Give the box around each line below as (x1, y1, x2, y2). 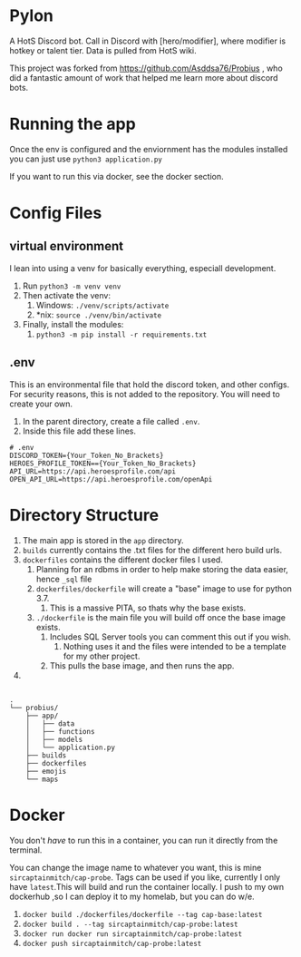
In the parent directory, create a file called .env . (22, 415, 200, 426)
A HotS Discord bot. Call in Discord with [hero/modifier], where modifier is (9, 35, 286, 46)
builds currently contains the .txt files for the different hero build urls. (22, 544, 283, 555)
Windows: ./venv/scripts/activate (35, 299, 170, 310)
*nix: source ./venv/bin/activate (35, 309, 162, 320)
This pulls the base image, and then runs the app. (49, 659, 235, 671)
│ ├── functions (25, 727, 95, 736)
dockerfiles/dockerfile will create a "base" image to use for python (35, 582, 293, 594)
